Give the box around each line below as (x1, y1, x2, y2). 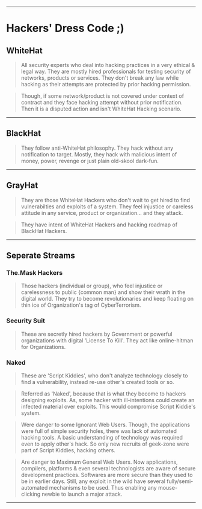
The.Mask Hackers (6, 268, 63, 277)
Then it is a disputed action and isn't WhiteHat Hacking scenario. (20, 105, 182, 112)
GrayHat (6, 181, 38, 191)
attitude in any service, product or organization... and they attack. (20, 209, 183, 216)
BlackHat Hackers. (20, 227, 67, 234)
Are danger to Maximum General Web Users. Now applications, (20, 458, 179, 466)
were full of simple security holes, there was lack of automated (20, 427, 177, 435)
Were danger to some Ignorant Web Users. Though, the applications (20, 421, 191, 428)
